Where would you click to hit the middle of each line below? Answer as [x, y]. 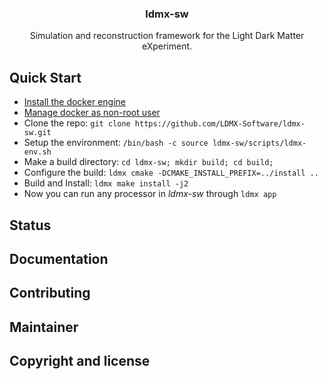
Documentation [59, 258]
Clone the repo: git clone [77, 123]
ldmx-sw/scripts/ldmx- [259, 143]
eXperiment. [167, 46]
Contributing [50, 293]
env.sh [37, 152]
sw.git [37, 133]
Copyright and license [80, 361]
